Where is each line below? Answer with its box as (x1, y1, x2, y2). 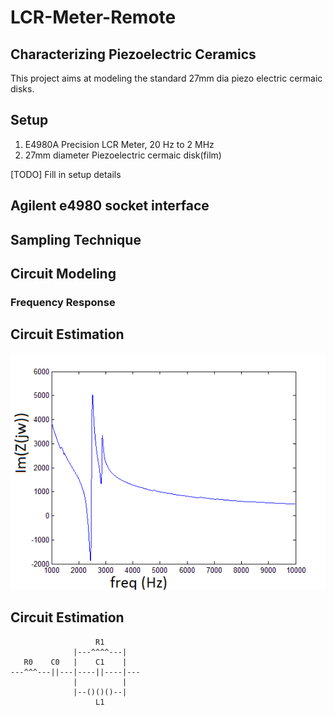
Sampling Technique (10, 231, 142, 248)
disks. (10, 83, 35, 95)
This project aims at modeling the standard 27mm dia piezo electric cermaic (10, 72, 323, 84)
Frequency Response (10, 295, 116, 309)
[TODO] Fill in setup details (10, 168, 122, 180)
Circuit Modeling (10, 265, 117, 282)
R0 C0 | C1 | (23, 657, 128, 667)
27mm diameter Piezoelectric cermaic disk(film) (24, 149, 222, 161)
